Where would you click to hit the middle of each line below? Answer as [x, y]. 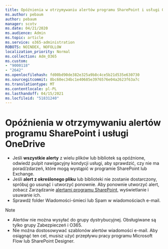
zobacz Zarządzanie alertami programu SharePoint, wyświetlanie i [80, 190]
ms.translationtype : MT [30, 84]
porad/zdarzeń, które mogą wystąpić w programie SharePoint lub [80, 168]
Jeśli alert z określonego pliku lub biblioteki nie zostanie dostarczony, [85, 179]
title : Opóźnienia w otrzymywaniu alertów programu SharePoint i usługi [82, 10]
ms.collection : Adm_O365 [31, 56]
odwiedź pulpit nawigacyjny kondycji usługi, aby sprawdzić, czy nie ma [86, 163]
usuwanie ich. [27, 195]
